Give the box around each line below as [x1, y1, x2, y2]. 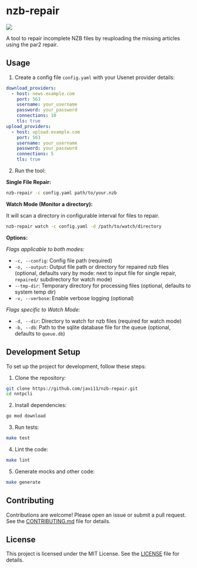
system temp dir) [14, 288, 56, 296]
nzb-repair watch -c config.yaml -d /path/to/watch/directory [6, 223, 162, 229]
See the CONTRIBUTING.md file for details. [6, 517, 111, 524]
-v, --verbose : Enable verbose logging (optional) [14, 294, 134, 301]
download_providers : [6, 85, 57, 91]
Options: [6, 234, 28, 241]
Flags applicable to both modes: [6, 245, 85, 252]
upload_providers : [6, 123, 51, 129]
